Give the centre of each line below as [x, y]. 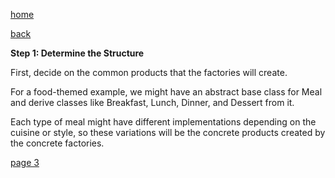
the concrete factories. [57, 143]
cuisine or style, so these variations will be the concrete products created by [168, 132]
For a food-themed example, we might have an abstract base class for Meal [166, 92]
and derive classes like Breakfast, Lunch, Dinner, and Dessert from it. [152, 102]
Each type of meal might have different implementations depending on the [163, 122]
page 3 [25, 162]
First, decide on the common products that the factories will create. [149, 72]
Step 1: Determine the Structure [77, 53]
